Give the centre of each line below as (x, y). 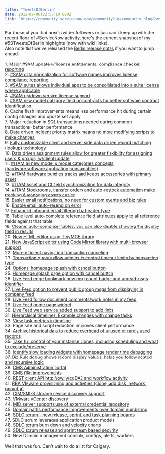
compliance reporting (27, 80)
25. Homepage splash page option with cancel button (59, 273)
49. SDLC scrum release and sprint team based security (62, 430)
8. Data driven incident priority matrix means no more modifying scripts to (80, 132)
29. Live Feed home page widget (38, 305)
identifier (14, 284)
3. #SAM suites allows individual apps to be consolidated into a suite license (82, 85)
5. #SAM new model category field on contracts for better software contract (82, 101)
